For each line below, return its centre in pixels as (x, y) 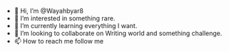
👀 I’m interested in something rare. (65, 18)
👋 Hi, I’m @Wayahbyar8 (49, 11)
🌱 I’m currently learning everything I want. (76, 26)
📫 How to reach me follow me (59, 41)
